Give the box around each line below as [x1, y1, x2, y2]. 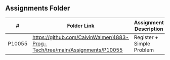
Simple [134, 40, 151, 47]
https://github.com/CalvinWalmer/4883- [32, 34, 129, 41]
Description [134, 25, 163, 32]
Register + [134, 34, 158, 41]
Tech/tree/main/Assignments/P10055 [32, 46, 123, 53]
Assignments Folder [5, 4, 70, 13]
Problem [134, 46, 154, 53]
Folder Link [67, 22, 95, 29]
